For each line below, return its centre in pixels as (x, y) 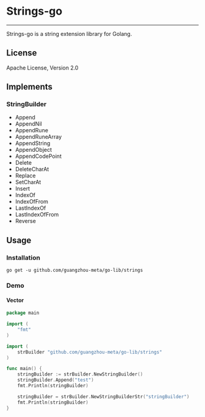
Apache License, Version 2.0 (42, 68)
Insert (23, 189)
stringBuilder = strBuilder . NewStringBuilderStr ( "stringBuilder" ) (103, 397)
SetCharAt (28, 182)
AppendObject (34, 150)
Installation (23, 257)
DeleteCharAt (32, 169)
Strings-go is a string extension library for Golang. (69, 34)
